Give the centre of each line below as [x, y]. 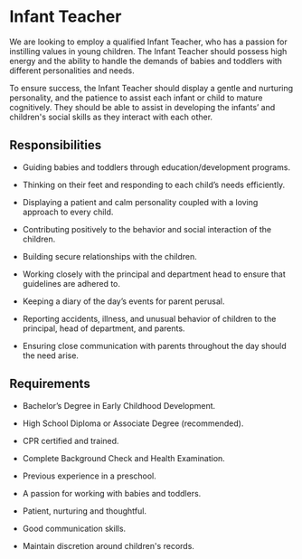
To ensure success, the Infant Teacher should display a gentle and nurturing [151, 88]
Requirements [50, 384]
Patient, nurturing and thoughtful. [85, 511]
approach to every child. [68, 212]
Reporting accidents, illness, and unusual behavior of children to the [149, 318]
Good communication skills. [74, 528]
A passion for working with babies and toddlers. [112, 493]
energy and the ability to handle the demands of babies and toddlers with [146, 61]
